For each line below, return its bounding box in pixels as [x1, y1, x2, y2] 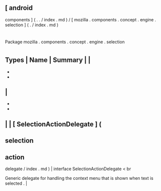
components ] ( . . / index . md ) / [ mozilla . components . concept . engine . [5, 16, 156, 22]
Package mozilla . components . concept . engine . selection [5, 39, 125, 45]
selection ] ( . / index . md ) [5, 22, 59, 28]
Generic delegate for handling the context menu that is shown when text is [5, 175, 154, 181]
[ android [5, 4, 33, 12]
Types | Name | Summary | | [5, 56, 91, 64]
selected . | [5, 180, 28, 186]
